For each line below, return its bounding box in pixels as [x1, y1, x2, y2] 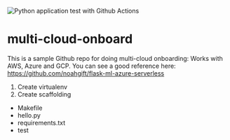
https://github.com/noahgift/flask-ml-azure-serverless [7, 69, 165, 77]
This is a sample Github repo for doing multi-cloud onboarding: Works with [7, 54, 223, 62]
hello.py [17, 111, 41, 119]
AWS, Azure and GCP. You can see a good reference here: [7, 62, 177, 70]
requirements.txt [17, 118, 66, 127]
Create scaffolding [17, 90, 72, 98]
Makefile [17, 104, 43, 112]
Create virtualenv [17, 83, 68, 91]
